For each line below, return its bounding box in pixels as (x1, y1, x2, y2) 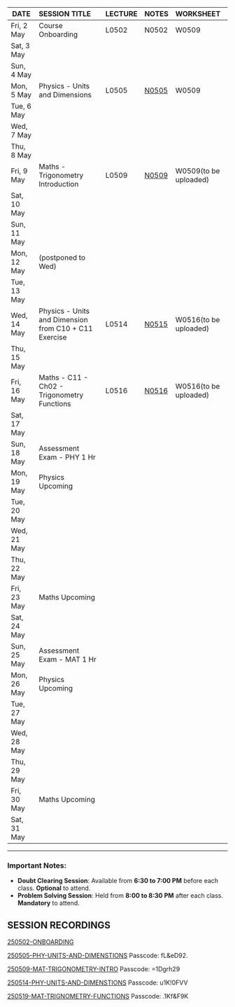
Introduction (38, 179, 79, 188)
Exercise (38, 333, 67, 342)
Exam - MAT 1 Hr (38, 655, 97, 664)
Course (38, 21, 63, 30)
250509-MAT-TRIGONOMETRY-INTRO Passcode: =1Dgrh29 (7, 965, 180, 973)
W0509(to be (175, 166, 220, 176)
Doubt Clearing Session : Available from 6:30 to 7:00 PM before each (17, 877, 219, 885)
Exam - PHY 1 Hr (38, 452, 97, 461)
